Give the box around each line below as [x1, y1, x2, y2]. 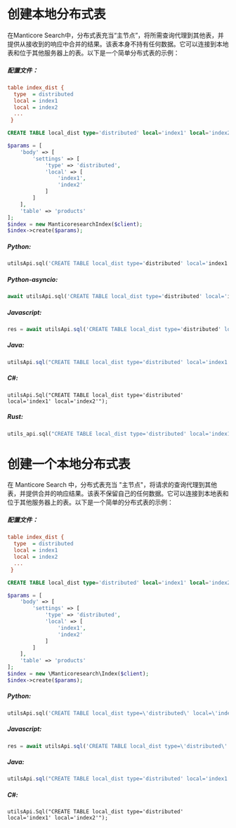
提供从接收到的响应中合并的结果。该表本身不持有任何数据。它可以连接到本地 [7, 39, 229, 48]
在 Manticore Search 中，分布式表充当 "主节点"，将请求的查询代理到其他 [7, 481, 218, 489]
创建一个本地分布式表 [7, 456, 131, 472]
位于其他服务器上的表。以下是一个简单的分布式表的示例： [7, 498, 173, 507]
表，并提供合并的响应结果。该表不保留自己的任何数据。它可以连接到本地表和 [7, 489, 229, 498]
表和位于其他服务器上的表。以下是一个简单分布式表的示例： [7, 48, 180, 57]
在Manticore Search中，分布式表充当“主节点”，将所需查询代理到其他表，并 [7, 31, 225, 39]
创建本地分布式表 [7, 6, 107, 22]
